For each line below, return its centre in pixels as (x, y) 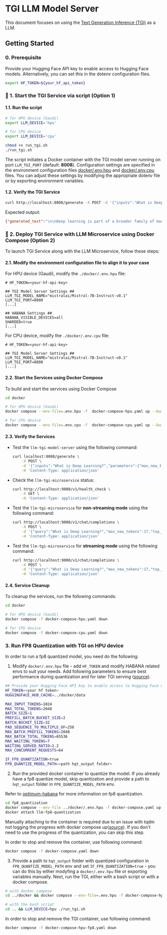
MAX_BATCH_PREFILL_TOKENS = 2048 (38, 732)
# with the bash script (30, 905)
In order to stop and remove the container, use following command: (74, 842)
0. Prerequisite (23, 58)
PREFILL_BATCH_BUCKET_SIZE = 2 (35, 718)
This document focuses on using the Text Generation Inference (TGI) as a (80, 22)
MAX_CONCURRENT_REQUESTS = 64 (34, 751)
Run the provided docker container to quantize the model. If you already (86, 774)
